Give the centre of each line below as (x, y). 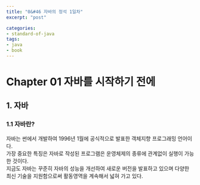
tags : (13, 40)
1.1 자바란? (21, 125)
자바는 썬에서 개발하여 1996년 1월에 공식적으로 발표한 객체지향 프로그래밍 (91, 138)
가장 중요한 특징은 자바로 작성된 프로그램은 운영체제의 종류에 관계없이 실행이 (95, 153)
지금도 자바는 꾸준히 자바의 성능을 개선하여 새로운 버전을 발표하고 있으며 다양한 (98, 168)
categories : (21, 28)
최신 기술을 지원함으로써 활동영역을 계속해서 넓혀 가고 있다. (75, 176)
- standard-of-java (30, 34)
